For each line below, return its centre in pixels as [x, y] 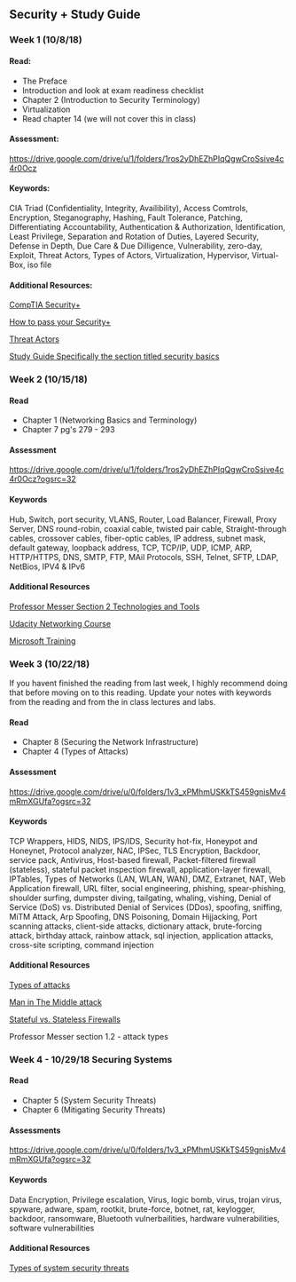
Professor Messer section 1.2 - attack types [89, 1036]
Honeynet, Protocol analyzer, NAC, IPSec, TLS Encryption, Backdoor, [135, 851]
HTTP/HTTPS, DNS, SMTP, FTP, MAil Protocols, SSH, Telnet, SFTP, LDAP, [144, 557]
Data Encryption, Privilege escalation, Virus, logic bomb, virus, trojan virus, [145, 1199]
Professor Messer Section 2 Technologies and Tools [105, 606]
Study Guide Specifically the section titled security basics [114, 356]
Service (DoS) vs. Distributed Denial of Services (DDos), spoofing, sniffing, [146, 907]
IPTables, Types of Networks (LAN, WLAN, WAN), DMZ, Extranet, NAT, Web [148, 879]
